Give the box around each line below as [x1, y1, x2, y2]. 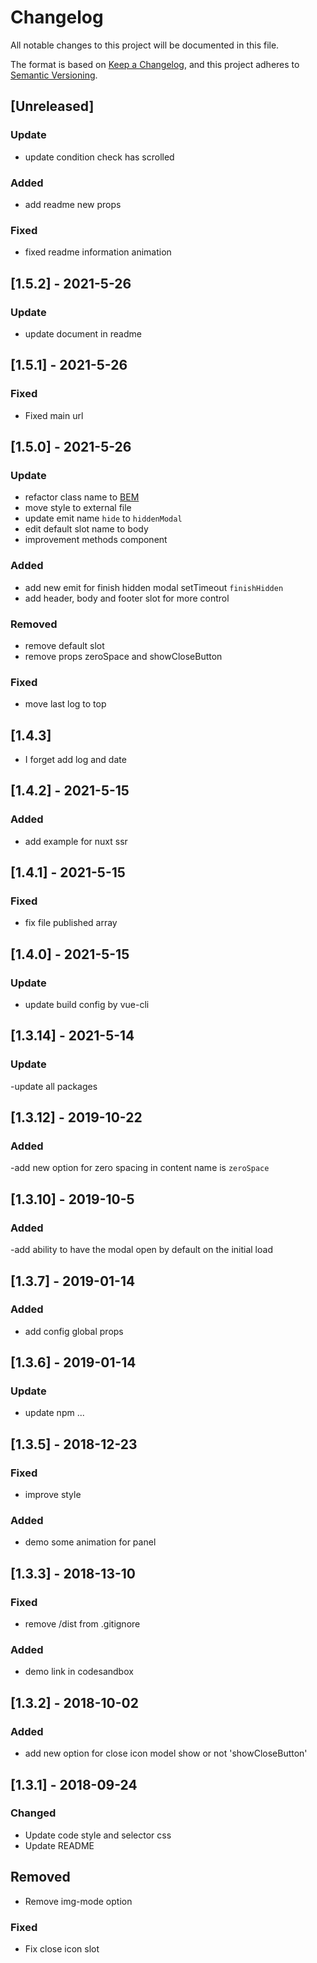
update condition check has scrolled [24, 151, 175, 163]
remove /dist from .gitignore [24, 1618, 141, 1630]
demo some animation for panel [24, 1536, 157, 1548]
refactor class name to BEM [24, 491, 140, 503]
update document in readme [24, 327, 142, 340]
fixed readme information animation [24, 246, 172, 258]
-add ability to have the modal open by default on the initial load [10, 1244, 273, 1256]
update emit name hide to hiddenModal [24, 512, 183, 525]
